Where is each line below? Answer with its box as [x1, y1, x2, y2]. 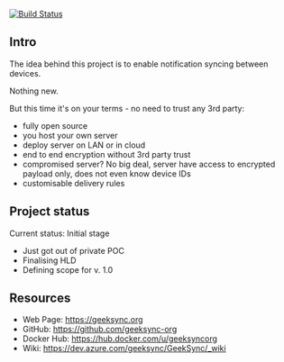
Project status [9, 204, 90, 220]
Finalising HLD [22, 255, 77, 266]
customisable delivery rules [22, 177, 125, 188]
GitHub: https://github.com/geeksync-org [22, 324, 178, 335]
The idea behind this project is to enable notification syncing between [9, 59, 269, 69]
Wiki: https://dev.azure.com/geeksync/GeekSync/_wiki [22, 343, 227, 354]
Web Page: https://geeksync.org [22, 314, 143, 325]
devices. [9, 68, 41, 78]
